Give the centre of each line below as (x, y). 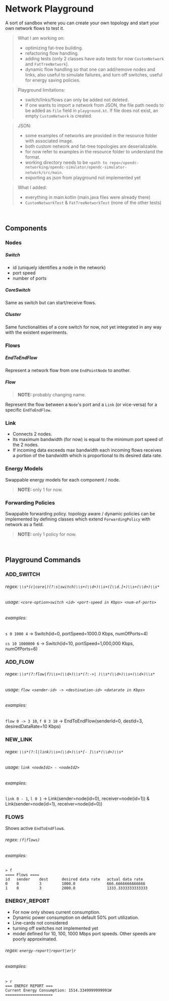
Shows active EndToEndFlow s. (35, 828)
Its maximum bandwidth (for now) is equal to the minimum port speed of (88, 439)
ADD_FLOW (20, 662)
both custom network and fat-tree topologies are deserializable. (91, 146)
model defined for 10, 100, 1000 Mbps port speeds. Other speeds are (84, 933)
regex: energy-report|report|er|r (41, 950)
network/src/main (43, 173)
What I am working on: (41, 38)
